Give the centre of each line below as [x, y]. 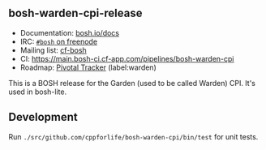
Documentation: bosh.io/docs [70, 32]
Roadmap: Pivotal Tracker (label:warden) [88, 67]
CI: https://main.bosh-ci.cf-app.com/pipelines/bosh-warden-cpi [127, 58]
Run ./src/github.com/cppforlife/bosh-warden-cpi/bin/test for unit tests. [133, 136]
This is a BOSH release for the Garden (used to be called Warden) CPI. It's [132, 83]
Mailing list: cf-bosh [53, 50]
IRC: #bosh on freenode [59, 41]
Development [43, 117]
